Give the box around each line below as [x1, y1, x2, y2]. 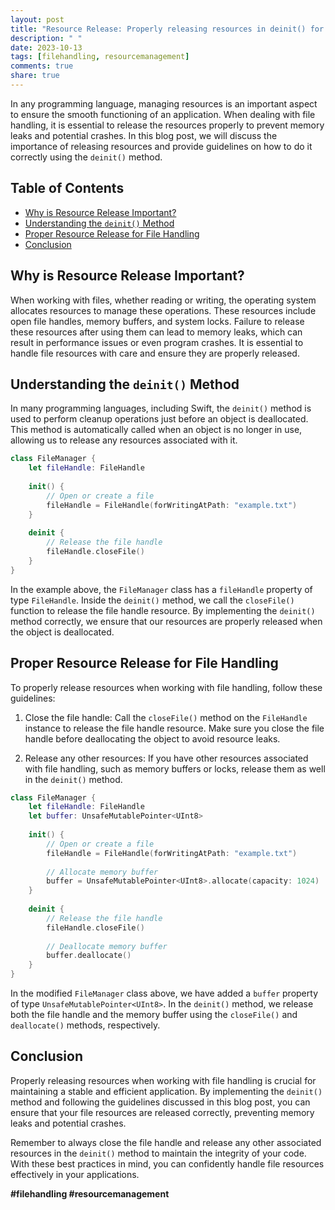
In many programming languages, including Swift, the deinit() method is [10, 402, 312, 415]
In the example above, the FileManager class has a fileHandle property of [10, 583, 313, 595]
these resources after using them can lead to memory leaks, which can [10, 326, 303, 338]
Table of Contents [10, 180, 125, 197]
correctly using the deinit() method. [10, 151, 163, 163]
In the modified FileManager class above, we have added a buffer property [10, 987, 318, 999]
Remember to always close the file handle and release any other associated [10, 1136, 322, 1148]
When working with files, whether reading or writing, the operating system [10, 294, 317, 306]
